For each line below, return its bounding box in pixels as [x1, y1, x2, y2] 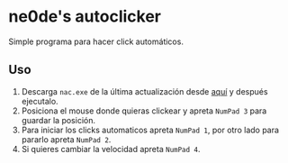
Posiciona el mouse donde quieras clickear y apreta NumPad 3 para [21, 105, 267, 116]
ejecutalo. [21, 95, 59, 106]
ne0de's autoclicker [8, 6, 162, 27]
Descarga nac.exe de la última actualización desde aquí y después [21, 86, 268, 96]
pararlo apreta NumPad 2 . [21, 133, 112, 145]
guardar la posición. [21, 114, 96, 125]
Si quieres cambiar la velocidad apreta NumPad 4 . [21, 143, 201, 154]
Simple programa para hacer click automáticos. [8, 36, 184, 47]
